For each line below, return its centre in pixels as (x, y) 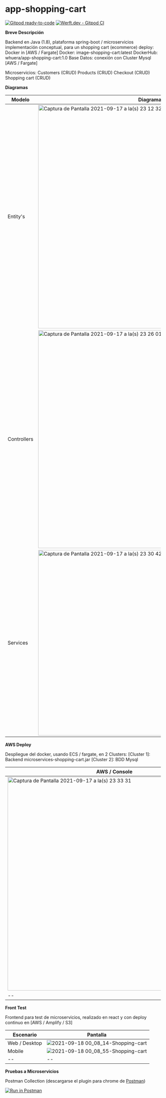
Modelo (21, 99)
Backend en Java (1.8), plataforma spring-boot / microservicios (69, 42)
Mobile (16, 1051)
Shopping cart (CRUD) (28, 78)
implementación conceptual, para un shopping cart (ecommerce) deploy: (80, 47)
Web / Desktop (25, 1043)
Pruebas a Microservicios (32, 1071)
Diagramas (17, 87)
